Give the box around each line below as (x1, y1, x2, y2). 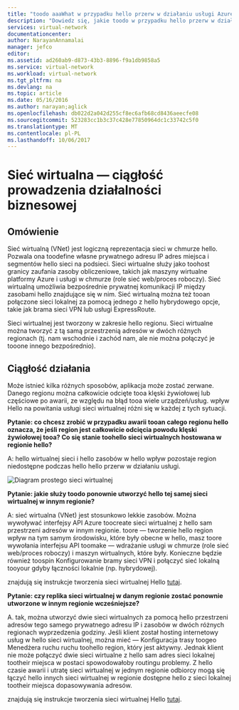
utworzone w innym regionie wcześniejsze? (7, 600, 140, 608)
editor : (7, 51, 31, 58)
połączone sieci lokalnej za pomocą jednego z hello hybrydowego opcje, (7, 297, 221, 307)
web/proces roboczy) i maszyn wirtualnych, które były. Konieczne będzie (7, 549, 223, 557)
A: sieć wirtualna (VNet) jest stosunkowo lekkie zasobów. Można (7, 511, 197, 520)
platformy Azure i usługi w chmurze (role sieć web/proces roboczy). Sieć (7, 275, 221, 284)
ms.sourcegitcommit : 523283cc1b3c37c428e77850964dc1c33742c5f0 (7, 116, 199, 123)
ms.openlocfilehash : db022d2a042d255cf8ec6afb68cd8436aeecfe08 (7, 110, 199, 117)
